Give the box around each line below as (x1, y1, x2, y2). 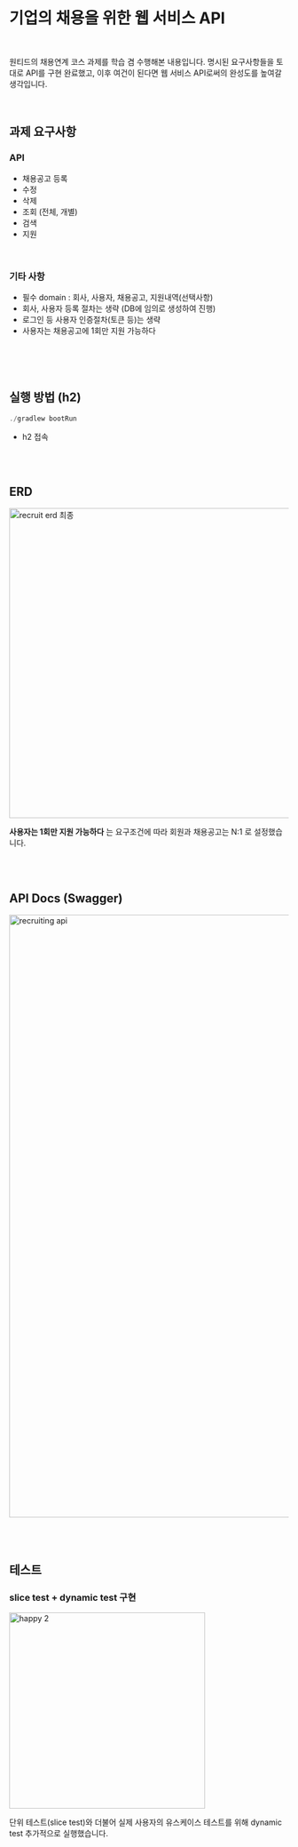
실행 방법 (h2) (9, 390, 82, 405)
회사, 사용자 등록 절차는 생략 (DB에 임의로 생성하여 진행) (21, 303, 216, 314)
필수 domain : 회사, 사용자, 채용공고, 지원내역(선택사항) (21, 292, 214, 302)
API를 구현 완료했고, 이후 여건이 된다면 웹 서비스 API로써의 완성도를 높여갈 (25, 68, 282, 78)
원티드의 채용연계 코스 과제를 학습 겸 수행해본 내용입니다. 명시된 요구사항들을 (9, 56, 275, 67)
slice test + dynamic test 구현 (9, 1591, 137, 1603)
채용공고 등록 (21, 172, 68, 183)
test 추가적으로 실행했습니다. (9, 1827, 109, 1838)
